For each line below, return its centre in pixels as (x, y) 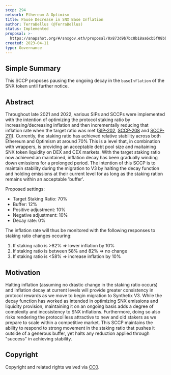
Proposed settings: (25, 189)
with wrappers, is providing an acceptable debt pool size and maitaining (81, 147)
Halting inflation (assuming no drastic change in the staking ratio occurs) (81, 285)
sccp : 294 (16, 10)
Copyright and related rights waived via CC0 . (52, 367)
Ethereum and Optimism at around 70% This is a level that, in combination (83, 141)
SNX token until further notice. (37, 86)
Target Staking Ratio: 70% (40, 199)
